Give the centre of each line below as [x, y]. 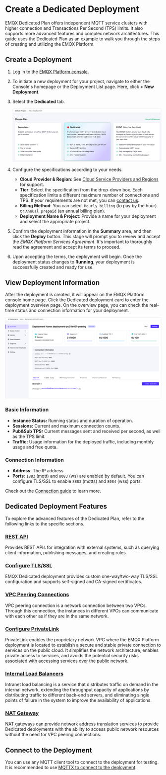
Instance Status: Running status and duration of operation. [73, 421]
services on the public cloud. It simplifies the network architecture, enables [82, 650]
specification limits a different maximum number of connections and [89, 195]
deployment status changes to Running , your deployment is [73, 261]
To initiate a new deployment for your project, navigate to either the [81, 81]
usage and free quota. [35, 447]
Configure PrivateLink [32, 629]
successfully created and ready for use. [53, 267]
